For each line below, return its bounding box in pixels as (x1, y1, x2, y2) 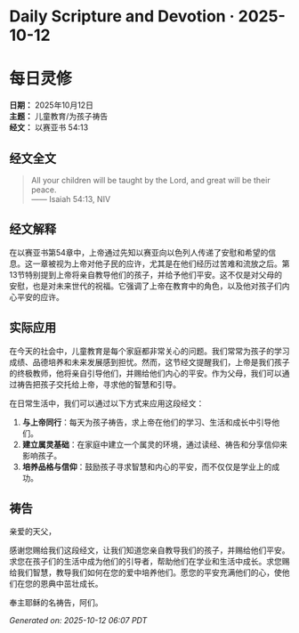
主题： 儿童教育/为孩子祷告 (9, 111, 109, 122)
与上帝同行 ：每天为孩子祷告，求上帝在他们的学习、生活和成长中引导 (21, 417, 272, 427)
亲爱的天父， (9, 526, 56, 537)
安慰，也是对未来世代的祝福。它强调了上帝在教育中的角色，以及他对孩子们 (9, 280, 282, 291)
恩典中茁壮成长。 (39, 579, 103, 589)
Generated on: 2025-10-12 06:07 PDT (9, 615, 148, 626)
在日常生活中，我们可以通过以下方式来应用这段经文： (9, 398, 205, 409)
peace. (30, 184, 57, 195)
